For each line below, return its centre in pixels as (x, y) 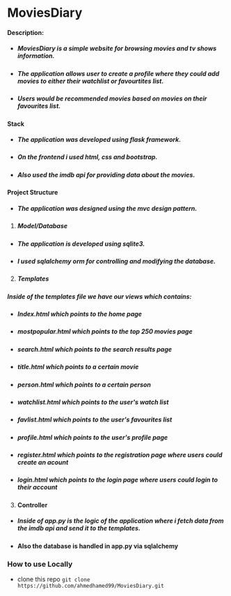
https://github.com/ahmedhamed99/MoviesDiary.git (91, 586)
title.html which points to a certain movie (78, 367)
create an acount (43, 463)
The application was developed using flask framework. (99, 140)
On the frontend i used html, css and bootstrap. (87, 157)
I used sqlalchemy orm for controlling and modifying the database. (116, 261)
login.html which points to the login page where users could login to (117, 480)
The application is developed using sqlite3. (81, 244)
